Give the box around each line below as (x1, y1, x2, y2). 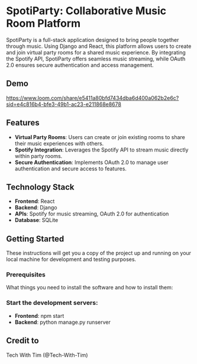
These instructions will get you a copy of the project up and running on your (6, 250, 191, 257)
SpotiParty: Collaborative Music (6, 4, 167, 18)
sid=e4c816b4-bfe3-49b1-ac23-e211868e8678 (6, 101, 121, 108)
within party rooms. (14, 152, 63, 159)
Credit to (6, 336, 40, 346)
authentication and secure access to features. (14, 165, 127, 172)
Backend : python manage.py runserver (14, 318, 111, 326)
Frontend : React (14, 198, 55, 205)
